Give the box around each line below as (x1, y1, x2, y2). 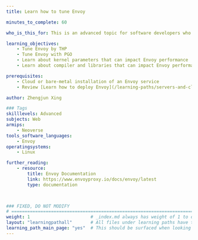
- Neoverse (16, 127, 44, 133)
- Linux (16, 149, 35, 155)
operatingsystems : (6, 144, 51, 150)
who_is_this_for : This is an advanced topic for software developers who (6, 30, 192, 36)
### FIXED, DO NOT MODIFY (6, 203, 70, 209)
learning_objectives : (6, 41, 60, 47)
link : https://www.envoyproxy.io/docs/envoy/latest (27, 176, 157, 182)
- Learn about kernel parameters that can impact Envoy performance (16, 57, 189, 63)
